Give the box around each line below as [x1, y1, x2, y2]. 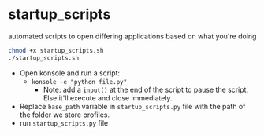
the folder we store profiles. [19, 110, 110, 119]
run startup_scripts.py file [19, 118, 109, 127]
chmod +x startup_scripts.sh [8, 46, 104, 54]
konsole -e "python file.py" [31, 78, 128, 86]
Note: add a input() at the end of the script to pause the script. [43, 85, 249, 94]
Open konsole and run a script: [19, 68, 121, 78]
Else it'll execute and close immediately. [43, 93, 173, 103]
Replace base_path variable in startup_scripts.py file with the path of [19, 101, 246, 111]
